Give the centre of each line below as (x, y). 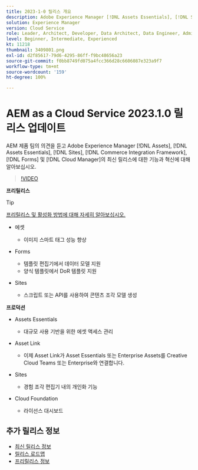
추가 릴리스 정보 (33, 431)
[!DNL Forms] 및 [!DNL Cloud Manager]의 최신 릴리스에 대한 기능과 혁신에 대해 (98, 159)
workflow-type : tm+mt (33, 66)
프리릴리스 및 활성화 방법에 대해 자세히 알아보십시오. (66, 215)
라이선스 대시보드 (43, 411)
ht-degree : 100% (26, 77)
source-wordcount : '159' (37, 72)
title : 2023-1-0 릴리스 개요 (39, 11)
